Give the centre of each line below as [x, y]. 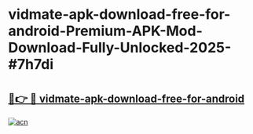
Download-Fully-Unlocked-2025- [120, 48]
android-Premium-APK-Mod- [105, 31]
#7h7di [31, 65]
